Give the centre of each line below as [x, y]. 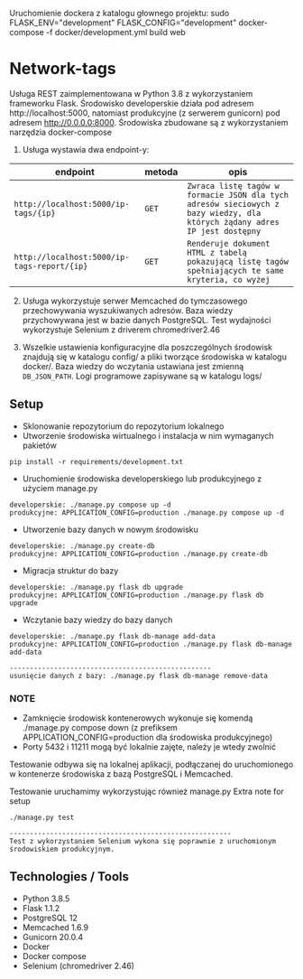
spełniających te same [235, 270]
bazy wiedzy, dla [224, 213]
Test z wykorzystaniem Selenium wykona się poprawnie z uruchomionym [143, 842]
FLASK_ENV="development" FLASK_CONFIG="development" [123, 23]
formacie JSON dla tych [237, 195]
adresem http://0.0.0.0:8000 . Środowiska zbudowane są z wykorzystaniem [149, 122]
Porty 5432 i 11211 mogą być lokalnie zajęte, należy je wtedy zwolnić [149, 747]
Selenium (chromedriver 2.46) [78, 965]
